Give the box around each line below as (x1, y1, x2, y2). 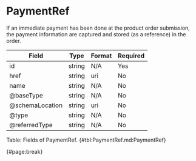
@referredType (9, 120, 53, 129)
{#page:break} (6, 148, 43, 155)
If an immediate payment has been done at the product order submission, (6, 24, 190, 31)
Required (118, 51, 144, 60)
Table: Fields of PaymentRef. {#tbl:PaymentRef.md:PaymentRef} (6, 136, 166, 143)
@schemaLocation (9, 101, 63, 110)
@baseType (9, 91, 44, 99)
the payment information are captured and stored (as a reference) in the (6, 30, 186, 38)
